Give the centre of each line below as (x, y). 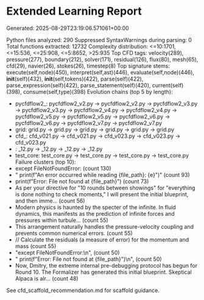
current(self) (168, 85)
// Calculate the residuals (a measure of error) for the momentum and (102, 240)
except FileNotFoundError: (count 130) (63, 168)
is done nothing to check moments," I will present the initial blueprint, (102, 194)
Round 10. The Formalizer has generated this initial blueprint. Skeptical (103, 272)
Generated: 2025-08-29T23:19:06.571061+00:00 (68, 28)
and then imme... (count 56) (50, 201)
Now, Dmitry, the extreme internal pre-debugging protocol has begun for (106, 265)
